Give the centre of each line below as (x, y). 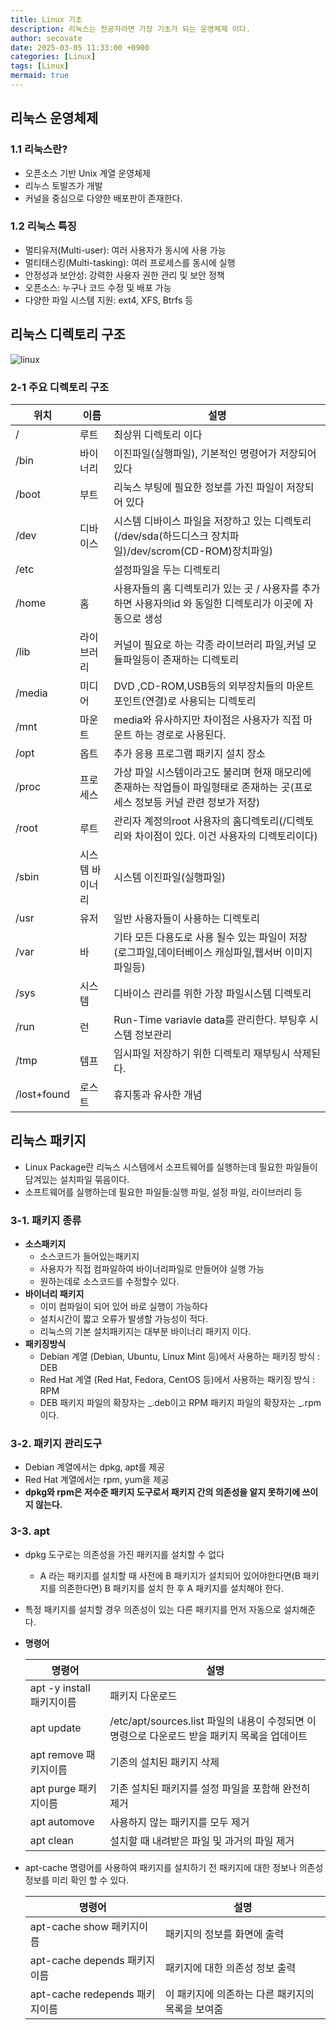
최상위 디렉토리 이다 (158, 434)
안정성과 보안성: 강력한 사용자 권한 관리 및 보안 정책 (124, 275)
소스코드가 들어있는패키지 (89, 1257)
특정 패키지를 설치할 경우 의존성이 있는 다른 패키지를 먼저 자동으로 (153, 1609)
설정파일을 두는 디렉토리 (167, 569)
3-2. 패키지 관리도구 (56, 1443)
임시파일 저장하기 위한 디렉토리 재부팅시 (202, 1053)
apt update (55, 1728)
